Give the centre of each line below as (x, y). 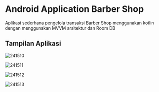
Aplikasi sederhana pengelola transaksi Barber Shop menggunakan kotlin (79, 23)
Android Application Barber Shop (75, 9)
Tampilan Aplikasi (33, 44)
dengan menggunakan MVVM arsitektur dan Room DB (60, 28)
